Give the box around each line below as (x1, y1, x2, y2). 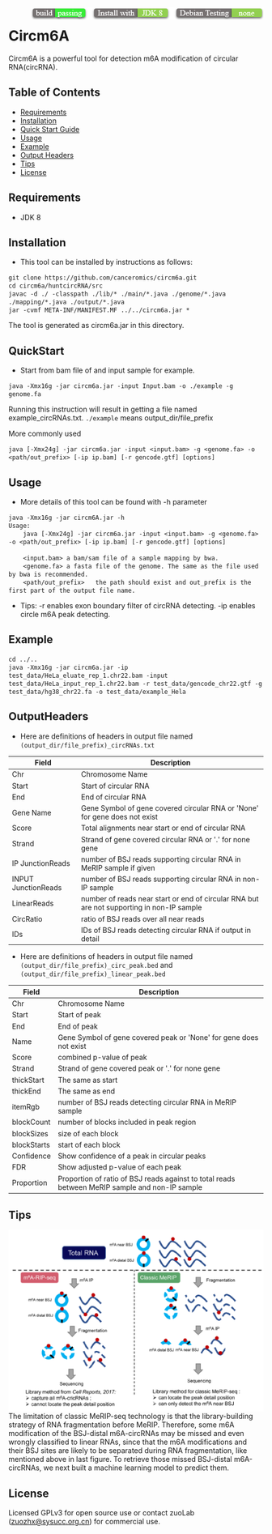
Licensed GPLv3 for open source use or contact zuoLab (8, 1508, 195, 1518)
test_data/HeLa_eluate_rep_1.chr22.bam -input (8, 671, 168, 680)
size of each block (57, 1128, 119, 1138)
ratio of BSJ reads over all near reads (80, 914, 205, 923)
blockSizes (11, 1128, 49, 1138)
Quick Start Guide (19, 124, 80, 134)
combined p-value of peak (57, 1052, 147, 1063)
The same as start (57, 1075, 118, 1084)
